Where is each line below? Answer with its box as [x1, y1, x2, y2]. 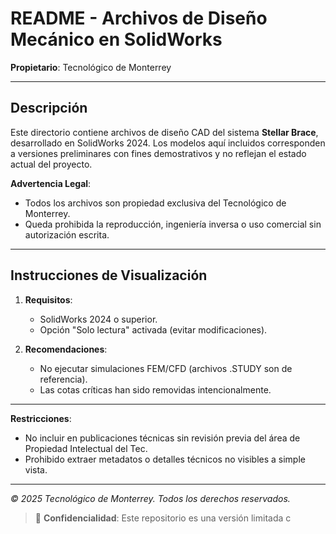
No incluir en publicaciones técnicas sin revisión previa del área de [24, 432, 301, 444]
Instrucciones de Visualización [10, 267, 208, 284]
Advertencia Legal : [10, 177, 92, 189]
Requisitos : [24, 293, 73, 306]
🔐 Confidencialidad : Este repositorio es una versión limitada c [34, 512, 292, 524]
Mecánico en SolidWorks [10, 28, 223, 51]
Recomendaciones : [24, 343, 108, 355]
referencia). [39, 373, 88, 385]
